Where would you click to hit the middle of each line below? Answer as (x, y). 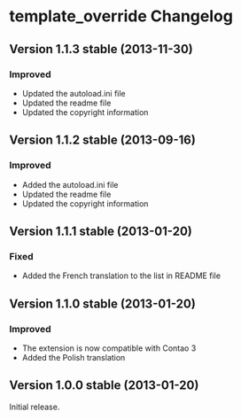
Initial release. (35, 407)
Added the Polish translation (74, 357)
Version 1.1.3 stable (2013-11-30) (101, 49)
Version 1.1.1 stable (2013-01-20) (101, 231)
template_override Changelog (121, 16)
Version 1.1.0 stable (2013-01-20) (103, 303)
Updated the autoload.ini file (74, 93)
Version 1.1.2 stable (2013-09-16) (103, 140)
